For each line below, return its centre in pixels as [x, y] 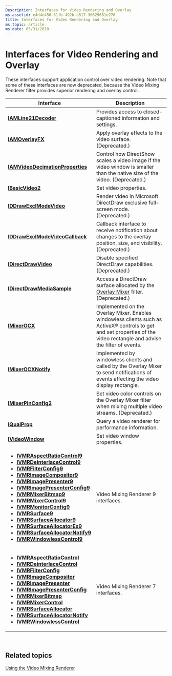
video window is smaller [125, 167]
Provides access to [119, 112]
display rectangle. [118, 385]
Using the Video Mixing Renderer [40, 668]
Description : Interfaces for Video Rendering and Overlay [68, 10]
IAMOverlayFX [26, 139]
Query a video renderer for [128, 421]
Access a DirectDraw [122, 279]
